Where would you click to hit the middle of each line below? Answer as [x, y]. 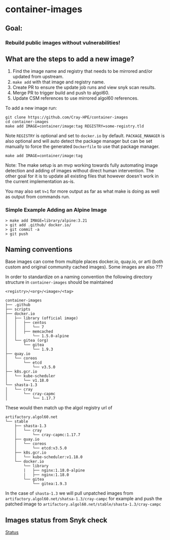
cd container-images [27, 122]
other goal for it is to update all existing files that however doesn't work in [82, 176]
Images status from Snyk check [56, 520]
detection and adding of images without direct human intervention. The [80, 171]
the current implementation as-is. [40, 182]
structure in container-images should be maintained [59, 282]
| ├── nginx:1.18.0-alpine [54, 471]
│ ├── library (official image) [42, 318]
